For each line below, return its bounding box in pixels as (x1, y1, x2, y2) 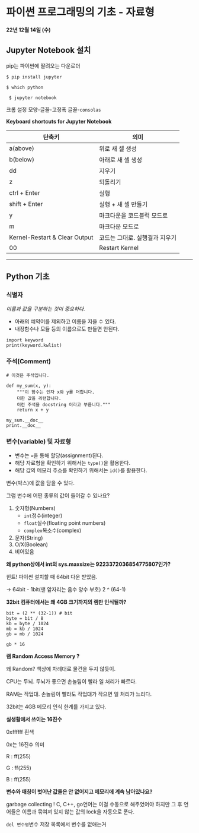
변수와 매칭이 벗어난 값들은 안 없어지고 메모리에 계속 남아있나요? (6, 788, 153, 796)
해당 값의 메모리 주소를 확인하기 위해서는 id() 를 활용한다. (14, 467, 147, 474)
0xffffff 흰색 (6, 729, 34, 736)
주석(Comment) (6, 357, 52, 366)
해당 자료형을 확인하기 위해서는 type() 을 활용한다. (14, 460, 131, 467)
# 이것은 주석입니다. (6, 372, 50, 378)
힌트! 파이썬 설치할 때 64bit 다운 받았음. (6, 574, 98, 581)
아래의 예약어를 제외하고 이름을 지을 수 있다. (14, 318, 117, 325)
